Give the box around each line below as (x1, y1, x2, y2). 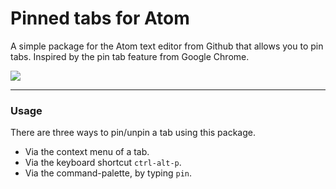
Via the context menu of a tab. (24, 146, 150, 158)
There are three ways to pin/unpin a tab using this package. (10, 127, 256, 139)
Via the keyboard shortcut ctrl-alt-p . (24, 157, 182, 169)
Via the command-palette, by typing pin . (24, 167, 193, 179)
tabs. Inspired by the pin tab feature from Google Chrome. (10, 50, 250, 62)
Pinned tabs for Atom (10, 7, 190, 30)
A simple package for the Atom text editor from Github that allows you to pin (10, 40, 324, 52)
